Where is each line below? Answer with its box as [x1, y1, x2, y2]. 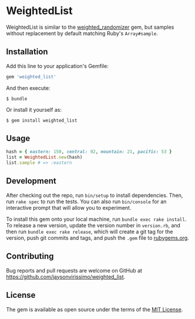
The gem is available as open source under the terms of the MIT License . [6, 305, 183, 313]
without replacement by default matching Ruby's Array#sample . [6, 29, 159, 36]
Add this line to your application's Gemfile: [6, 62, 109, 69]
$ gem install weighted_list [6, 117, 78, 123]
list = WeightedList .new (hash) [6, 155, 83, 160]
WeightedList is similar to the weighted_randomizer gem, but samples [6, 23, 174, 31]
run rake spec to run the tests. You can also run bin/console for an [6, 198, 167, 205]
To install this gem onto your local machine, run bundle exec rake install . [6, 216, 187, 223]
